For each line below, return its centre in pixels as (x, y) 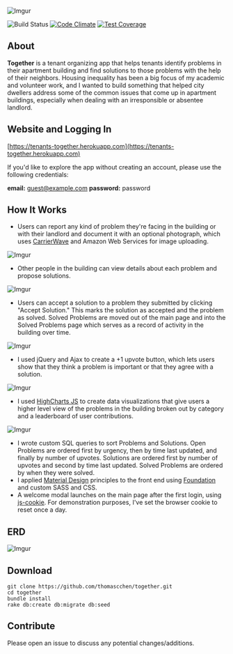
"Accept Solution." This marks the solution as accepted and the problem (120, 310)
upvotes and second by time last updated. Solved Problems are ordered (120, 465)
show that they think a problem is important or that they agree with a (115, 367)
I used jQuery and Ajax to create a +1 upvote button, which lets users (116, 360)
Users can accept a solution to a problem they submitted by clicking (115, 303)
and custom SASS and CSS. (57, 487)
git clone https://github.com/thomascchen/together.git (90, 587)
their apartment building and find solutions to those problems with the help (114, 70)
